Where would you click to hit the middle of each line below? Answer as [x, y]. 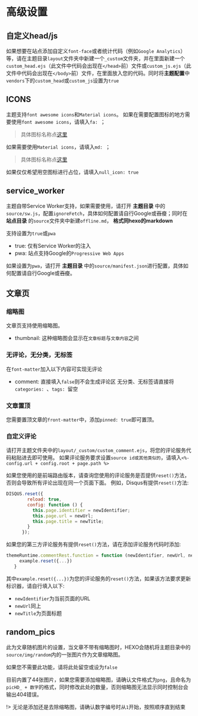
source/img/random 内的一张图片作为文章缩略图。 [65, 654]
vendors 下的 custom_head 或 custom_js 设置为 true [62, 81]
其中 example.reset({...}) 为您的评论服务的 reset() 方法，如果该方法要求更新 [99, 578]
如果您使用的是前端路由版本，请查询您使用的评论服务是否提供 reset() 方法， [98, 475]
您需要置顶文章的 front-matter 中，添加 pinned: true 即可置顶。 [82, 419]
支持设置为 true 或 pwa [31, 233]
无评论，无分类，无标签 [39, 355]
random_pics [31, 632]
